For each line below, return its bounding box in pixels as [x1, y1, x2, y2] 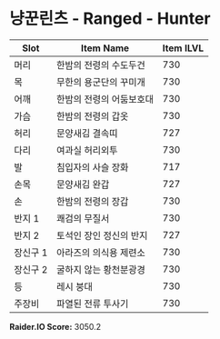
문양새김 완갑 [55, 178, 110, 191]
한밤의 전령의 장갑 [55, 194, 129, 207]
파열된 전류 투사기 [55, 297, 129, 310]
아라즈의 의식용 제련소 [55, 246, 145, 259]
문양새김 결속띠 [55, 126, 118, 139]
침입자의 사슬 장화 [55, 161, 129, 174]
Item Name [80, 42, 130, 55]
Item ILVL [162, 42, 205, 55]
